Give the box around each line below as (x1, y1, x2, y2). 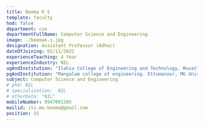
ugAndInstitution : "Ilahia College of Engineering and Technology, (6, 65, 181, 71)
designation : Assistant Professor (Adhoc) (6, 43, 115, 49)
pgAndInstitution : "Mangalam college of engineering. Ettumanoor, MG (6, 71, 186, 77)
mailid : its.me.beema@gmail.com (6, 104, 88, 111)
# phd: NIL (6, 82, 34, 88)
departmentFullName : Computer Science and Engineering (6, 31, 148, 38)
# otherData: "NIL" (6, 93, 56, 99)
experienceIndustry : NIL (6, 59, 69, 65)
